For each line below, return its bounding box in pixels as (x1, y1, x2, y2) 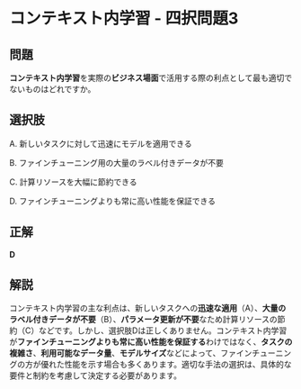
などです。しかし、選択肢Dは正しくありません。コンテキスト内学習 (39, 325, 288, 336)
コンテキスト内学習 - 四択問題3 (9, 8, 239, 29)
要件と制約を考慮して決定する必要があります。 (9, 370, 182, 381)
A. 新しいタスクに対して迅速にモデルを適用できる (9, 138, 192, 149)
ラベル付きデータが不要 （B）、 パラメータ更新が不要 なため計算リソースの (9, 314, 279, 325)
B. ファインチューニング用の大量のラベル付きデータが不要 (9, 157, 225, 167)
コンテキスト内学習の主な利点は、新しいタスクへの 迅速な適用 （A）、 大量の (9, 303, 287, 313)
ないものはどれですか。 (9, 84, 96, 95)
